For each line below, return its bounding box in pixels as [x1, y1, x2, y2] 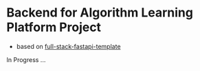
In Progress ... [6, 55, 46, 63]
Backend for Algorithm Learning [6, 5, 194, 21]
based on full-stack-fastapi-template [16, 42, 121, 50]
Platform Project [6, 19, 101, 35]
